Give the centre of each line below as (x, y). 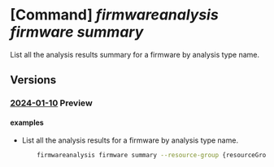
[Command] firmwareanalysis (114, 15)
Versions (33, 80)
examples (27, 122)
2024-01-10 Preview (51, 103)
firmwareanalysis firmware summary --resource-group (128, 156)
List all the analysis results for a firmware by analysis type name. (130, 140)
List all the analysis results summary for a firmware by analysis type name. (135, 54)
